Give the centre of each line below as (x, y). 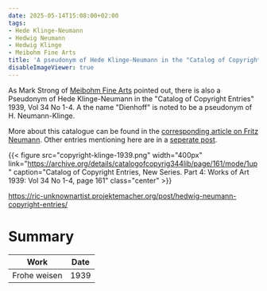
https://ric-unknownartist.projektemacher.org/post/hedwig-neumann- (122, 195)
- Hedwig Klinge (35, 45)
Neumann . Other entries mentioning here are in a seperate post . (113, 140)
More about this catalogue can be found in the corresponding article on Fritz (133, 131)
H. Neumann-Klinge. (42, 116)
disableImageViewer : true (51, 68)
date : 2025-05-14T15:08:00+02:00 (64, 16)
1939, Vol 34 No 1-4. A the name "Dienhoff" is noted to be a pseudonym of (130, 107)
